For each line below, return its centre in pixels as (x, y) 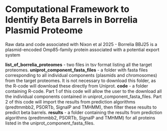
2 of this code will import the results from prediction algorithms (70, 101)
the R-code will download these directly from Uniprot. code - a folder (77, 85)
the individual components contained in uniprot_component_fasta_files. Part (83, 96)
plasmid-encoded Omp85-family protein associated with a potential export (82, 49)
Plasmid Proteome (44, 30)
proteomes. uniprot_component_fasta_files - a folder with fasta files (76, 70)
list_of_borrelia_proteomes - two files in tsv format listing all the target (78, 64)
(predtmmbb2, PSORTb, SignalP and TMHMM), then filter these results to (81, 107)
